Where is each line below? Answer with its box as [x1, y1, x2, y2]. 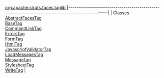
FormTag [5, 36, 23, 42]
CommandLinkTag [5, 26, 42, 31]
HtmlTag [5, 41, 23, 47]
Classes [113, 10, 129, 16]
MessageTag [5, 57, 31, 62]
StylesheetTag [5, 62, 34, 68]
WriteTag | [5, 67, 26, 73]
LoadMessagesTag [5, 52, 43, 57]
